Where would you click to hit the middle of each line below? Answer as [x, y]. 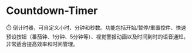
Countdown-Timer [52, 11]
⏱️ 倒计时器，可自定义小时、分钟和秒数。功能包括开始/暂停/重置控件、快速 [96, 27]
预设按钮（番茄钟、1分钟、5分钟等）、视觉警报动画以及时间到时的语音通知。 [97, 37]
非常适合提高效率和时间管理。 [42, 44]
